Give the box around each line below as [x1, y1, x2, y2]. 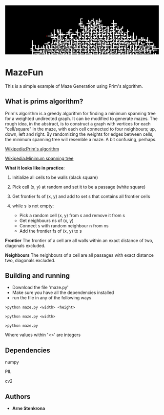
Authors [5, 392, 31, 401]
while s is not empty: [12, 203, 54, 209]
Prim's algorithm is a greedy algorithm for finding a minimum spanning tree [5, 110, 156, 116]
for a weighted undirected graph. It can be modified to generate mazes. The [5, 116, 158, 122]
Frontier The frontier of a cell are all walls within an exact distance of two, [5, 237, 154, 243]
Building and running [5, 271, 70, 280]
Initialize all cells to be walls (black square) [12, 174, 98, 180]
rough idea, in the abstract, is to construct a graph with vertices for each [5, 121, 151, 126]
